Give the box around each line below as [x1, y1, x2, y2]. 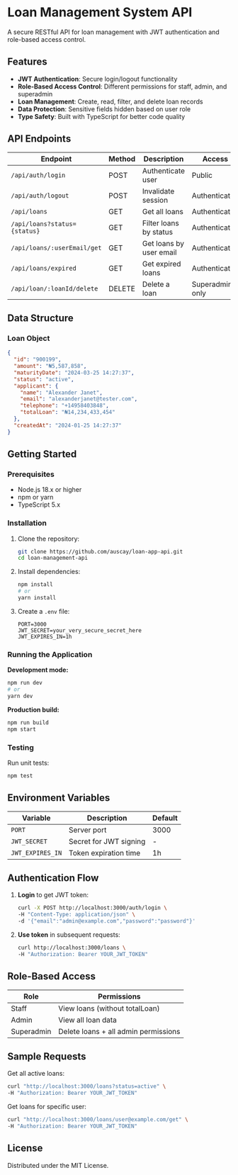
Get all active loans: [7, 1069, 65, 1078]
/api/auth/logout [11, 191, 69, 199]
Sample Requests [7, 1050, 86, 1063]
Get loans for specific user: [7, 1103, 87, 1111]
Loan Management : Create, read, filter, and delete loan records [17, 97, 203, 106]
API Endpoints [7, 133, 72, 145]
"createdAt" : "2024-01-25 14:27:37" [13, 422, 122, 429]
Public [191, 170, 212, 180]
